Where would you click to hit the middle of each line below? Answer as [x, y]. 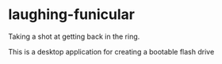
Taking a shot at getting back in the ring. [74, 36]
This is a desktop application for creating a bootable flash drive [111, 51]
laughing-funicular [71, 15]
